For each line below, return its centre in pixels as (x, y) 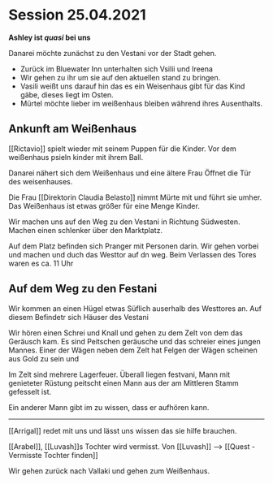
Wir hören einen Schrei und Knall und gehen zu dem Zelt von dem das (126, 333)
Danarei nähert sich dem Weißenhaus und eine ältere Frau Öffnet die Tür (130, 173)
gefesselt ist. (30, 391)
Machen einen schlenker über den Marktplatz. (86, 230)
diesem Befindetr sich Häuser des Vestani (78, 317)
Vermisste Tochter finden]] (54, 455)
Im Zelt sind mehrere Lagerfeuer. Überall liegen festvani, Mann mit (119, 374)
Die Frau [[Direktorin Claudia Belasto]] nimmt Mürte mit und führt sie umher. (135, 197)
